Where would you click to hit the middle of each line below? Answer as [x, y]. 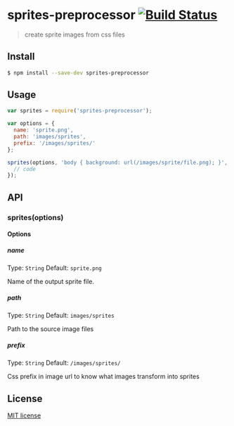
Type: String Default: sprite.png [54, 268]
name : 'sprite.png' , [44, 130]
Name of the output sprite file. [51, 282]
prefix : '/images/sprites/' [55, 143]
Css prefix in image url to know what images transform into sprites [104, 377]
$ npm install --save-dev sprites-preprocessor [78, 73]
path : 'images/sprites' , [50, 137]
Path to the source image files [51, 329]
